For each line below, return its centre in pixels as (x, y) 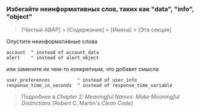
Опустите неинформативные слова (52, 42)
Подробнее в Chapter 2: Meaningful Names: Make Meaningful (100, 97)
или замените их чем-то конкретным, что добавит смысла (83, 69)
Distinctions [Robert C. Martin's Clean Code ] (77, 103)
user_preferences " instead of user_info (72, 81)
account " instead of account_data (53, 53)
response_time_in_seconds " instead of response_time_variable (89, 86)
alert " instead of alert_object (53, 58)
